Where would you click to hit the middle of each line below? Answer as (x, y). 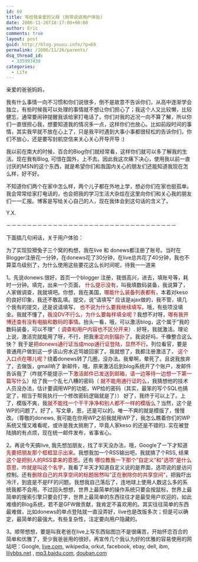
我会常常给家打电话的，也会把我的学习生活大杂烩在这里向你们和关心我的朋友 (99, 194)
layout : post (22, 39)
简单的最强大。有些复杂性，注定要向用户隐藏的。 (81, 519)
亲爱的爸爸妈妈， (27, 90)
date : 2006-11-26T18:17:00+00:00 (47, 22)
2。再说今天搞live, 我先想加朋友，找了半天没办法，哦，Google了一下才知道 (97, 445)
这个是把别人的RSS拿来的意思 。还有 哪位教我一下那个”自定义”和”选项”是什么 (99, 460)
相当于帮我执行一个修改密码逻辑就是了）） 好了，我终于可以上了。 (101, 396)
